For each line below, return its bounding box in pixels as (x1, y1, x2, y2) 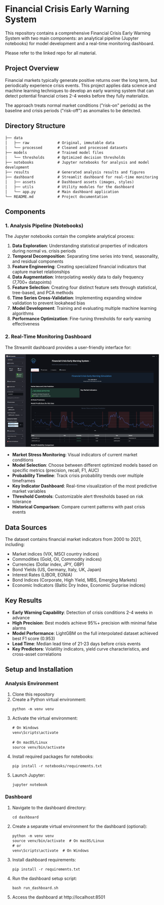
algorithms (12, 310, 34, 317)
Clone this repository (12, 691, 55, 697)
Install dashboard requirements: (12, 856, 77, 862)
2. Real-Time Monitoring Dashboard (5, 333, 92, 340)
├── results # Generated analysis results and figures (5, 170, 145, 175)
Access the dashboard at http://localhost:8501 (12, 894, 105, 900)
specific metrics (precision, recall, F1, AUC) (12, 467, 99, 474)
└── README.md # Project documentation (5, 194, 108, 199)
